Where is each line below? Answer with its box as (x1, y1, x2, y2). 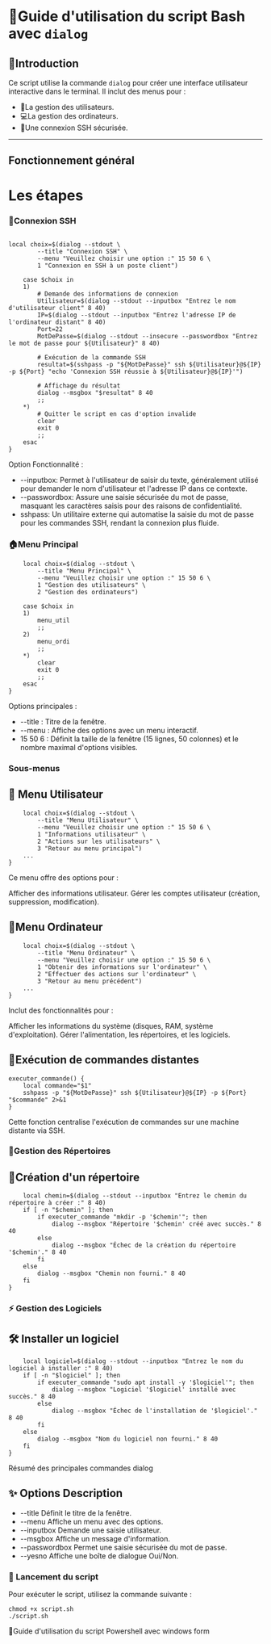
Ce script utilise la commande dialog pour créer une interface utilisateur (8, 78, 248, 87)
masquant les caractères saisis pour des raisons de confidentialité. (19, 501, 243, 510)
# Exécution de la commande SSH (37, 353, 147, 362)
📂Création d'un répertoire (8, 1170, 140, 1184)
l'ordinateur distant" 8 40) (8, 318, 106, 326)
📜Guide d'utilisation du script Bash (8, 7, 246, 26)
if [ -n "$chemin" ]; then (23, 1206, 114, 1214)
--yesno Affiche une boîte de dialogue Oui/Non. (19, 1550, 179, 1561)
